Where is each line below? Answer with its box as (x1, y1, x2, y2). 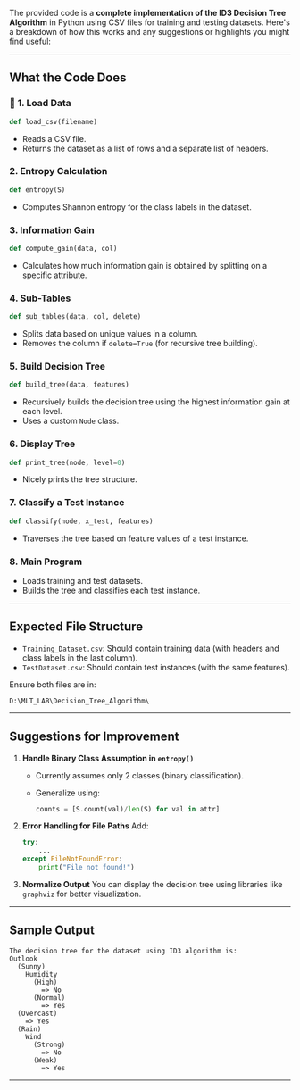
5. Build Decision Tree (9, 361, 105, 372)
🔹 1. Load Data (9, 97, 71, 110)
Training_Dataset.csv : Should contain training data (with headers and (21, 643, 279, 653)
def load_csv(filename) (9, 117, 98, 126)
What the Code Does (9, 71, 127, 86)
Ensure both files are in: (9, 678, 96, 690)
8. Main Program (9, 555, 83, 568)
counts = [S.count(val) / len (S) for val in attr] (35, 804, 221, 813)
